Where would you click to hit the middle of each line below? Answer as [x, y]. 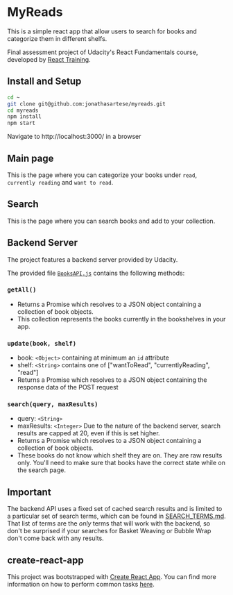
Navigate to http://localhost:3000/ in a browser [74, 137]
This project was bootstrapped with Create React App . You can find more [112, 577]
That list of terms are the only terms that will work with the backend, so [109, 523]
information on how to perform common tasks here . [81, 585]
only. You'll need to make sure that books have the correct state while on [121, 463]
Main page [31, 158]
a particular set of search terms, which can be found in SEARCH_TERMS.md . [117, 516]
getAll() [22, 290]
